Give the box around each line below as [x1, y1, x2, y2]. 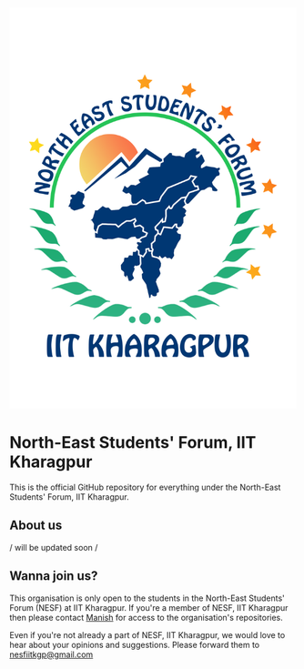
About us [9, 518, 63, 533]
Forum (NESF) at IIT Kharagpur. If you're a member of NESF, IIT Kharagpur [9, 602, 289, 613]
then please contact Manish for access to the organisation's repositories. [9, 612, 284, 623]
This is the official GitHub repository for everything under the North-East [9, 481, 281, 492]
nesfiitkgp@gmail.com [9, 649, 94, 660]
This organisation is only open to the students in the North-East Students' [9, 593, 285, 603]
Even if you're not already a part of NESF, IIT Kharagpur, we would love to [9, 629, 286, 640]
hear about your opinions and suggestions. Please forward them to [9, 639, 260, 650]
